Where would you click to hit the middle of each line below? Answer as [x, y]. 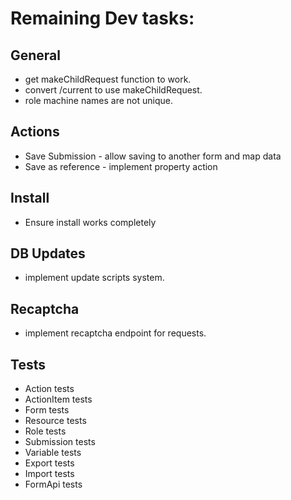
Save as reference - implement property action [121, 166]
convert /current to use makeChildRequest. [113, 90]
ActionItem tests [58, 399]
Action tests [49, 389]
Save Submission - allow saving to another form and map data [153, 156]
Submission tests [60, 442]
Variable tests [53, 453]
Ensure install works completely [90, 222]
